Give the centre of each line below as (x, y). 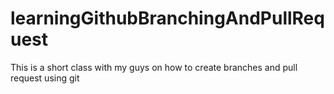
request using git (45, 78)
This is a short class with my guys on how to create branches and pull (154, 67)
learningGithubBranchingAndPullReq (167, 18)
